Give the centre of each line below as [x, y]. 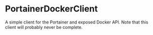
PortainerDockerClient [51, 9]
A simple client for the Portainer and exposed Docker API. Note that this [77, 22]
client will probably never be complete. [44, 27]
